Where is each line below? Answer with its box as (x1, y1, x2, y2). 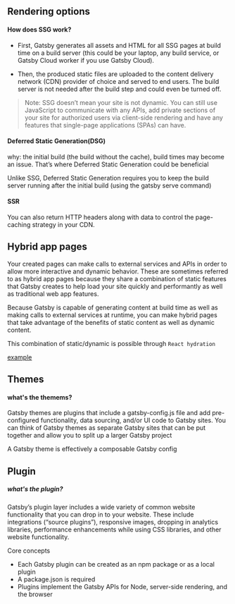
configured (7, 416, 39, 425)
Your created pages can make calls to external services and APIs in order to (7, 259, 227, 268)
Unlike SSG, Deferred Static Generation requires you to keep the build (7, 173, 210, 182)
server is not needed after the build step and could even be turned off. (17, 85, 222, 93)
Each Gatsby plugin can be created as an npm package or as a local (17, 560, 215, 568)
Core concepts (7, 546, 51, 555)
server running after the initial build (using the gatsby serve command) (7, 181, 212, 190)
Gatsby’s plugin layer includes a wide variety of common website (7, 503, 196, 511)
